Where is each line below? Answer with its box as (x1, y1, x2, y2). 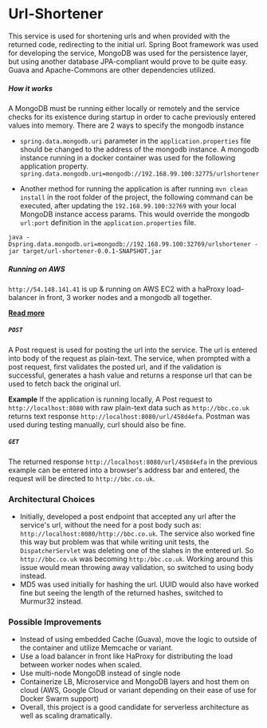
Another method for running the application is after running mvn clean (19, 184, 249, 193)
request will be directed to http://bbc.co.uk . (8, 473, 155, 483)
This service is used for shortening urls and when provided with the (8, 31, 230, 41)
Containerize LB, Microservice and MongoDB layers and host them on (19, 677, 249, 686)
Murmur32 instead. (19, 596, 84, 607)
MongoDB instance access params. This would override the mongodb (19, 209, 249, 219)
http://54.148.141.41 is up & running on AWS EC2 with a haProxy (8, 284, 226, 294)
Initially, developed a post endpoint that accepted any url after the (19, 512, 237, 521)
